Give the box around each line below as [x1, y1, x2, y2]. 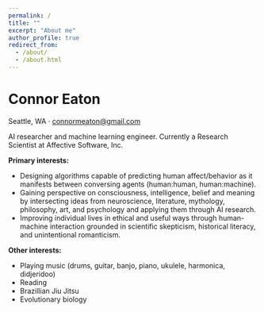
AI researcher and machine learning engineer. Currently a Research [8, 132, 228, 141]
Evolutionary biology [19, 295, 87, 304]
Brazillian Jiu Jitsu [19, 286, 79, 295]
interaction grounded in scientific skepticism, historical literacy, [49, 221, 256, 231]
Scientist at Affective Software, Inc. [8, 140, 124, 149]
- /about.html [15, 56, 62, 64]
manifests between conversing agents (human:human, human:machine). [19, 179, 256, 189]
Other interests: [8, 245, 62, 255]
